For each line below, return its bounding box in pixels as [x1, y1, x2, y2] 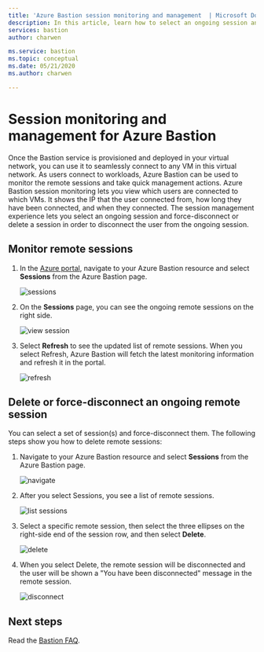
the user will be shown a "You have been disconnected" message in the [19, 569, 253, 578]
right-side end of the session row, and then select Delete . [19, 529, 207, 539]
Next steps [8, 614, 63, 628]
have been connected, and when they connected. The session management [8, 203, 255, 212]
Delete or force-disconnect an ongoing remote [8, 395, 241, 408]
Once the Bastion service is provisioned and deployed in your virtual [8, 152, 229, 162]
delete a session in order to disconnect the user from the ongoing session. [8, 219, 249, 229]
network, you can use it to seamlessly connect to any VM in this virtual [8, 161, 237, 170]
